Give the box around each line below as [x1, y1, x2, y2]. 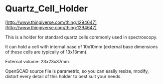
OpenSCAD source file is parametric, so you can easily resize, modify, [5, 68, 149, 74]
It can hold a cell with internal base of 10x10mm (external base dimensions [5, 43, 158, 49]
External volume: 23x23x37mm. [5, 58, 71, 64]
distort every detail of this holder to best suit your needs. [5, 73, 122, 79]
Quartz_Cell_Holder [5, 3, 88, 14]
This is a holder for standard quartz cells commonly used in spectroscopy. [5, 34, 158, 40]
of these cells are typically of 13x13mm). [5, 49, 88, 55]
